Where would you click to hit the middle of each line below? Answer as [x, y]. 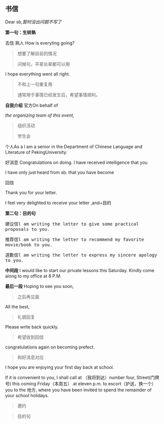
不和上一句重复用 [35, 84]
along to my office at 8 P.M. [33, 276]
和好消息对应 [30, 357]
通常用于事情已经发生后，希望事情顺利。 [59, 95]
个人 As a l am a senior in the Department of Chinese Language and [74, 146]
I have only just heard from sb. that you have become [60, 172]
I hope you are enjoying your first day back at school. [60, 367]
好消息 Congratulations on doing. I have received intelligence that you [76, 162]
